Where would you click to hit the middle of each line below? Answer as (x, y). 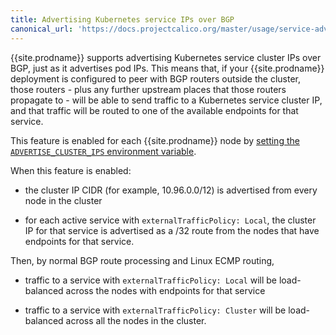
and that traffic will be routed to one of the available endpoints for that (154, 110)
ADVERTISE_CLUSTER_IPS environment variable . (103, 151)
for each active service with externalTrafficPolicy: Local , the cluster (170, 220)
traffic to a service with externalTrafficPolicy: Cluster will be (155, 310)
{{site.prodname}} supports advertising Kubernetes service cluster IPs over (166, 57)
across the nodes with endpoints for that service (165, 290)
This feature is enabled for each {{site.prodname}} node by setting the (155, 140)
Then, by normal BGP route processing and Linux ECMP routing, (142, 260)
